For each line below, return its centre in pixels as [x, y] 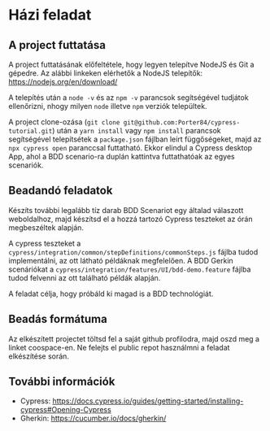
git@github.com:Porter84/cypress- [182, 123]
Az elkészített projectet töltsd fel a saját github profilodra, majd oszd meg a [134, 338]
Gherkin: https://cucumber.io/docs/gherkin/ [93, 418]
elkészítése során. [39, 356]
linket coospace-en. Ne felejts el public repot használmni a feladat [119, 347]
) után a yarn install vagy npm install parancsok [136, 131]
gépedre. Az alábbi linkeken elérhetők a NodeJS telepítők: [106, 73]
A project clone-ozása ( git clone [64, 122]
